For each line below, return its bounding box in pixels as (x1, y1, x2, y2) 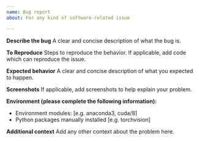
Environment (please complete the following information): (6, 97, 157, 105)
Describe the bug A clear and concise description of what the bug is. (6, 37, 181, 44)
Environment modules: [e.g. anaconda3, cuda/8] (15, 109, 138, 116)
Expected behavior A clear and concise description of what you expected (6, 67, 193, 74)
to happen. (6, 74, 34, 81)
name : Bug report (6, 9, 51, 15)
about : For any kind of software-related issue (6, 15, 130, 21)
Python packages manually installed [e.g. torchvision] (15, 116, 151, 123)
